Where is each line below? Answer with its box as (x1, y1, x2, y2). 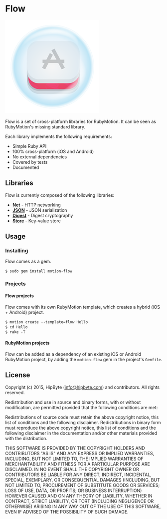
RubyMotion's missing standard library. (5, 123, 86, 130)
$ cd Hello (5, 324, 28, 330)
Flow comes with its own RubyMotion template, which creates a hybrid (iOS (5, 304, 161, 310)
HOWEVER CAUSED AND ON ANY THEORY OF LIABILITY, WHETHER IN (5, 493, 153, 499)
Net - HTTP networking (12, 202, 61, 208)
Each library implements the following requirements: (5, 133, 112, 139)
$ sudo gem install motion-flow (5, 269, 72, 274)
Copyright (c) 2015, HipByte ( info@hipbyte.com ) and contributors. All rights (5, 384, 160, 390)
